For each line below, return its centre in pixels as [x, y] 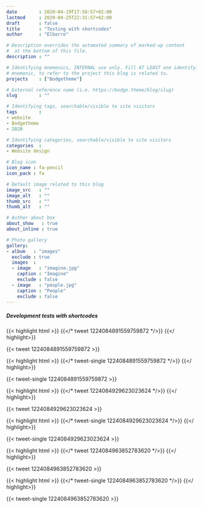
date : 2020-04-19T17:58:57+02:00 [59, 12]
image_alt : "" [28, 196]
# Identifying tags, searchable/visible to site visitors [81, 107]
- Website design [28, 151]
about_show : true [32, 224]
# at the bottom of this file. [47, 51]
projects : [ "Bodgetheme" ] [44, 79]
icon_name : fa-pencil [35, 168]
